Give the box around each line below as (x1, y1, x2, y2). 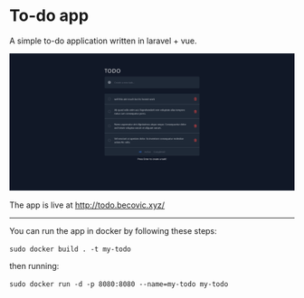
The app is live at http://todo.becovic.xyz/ (9, 200, 166, 210)
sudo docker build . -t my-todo (9, 245, 131, 254)
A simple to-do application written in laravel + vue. (9, 35, 197, 46)
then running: (9, 261, 60, 272)
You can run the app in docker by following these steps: (9, 226, 217, 237)
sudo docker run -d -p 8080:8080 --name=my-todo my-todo (9, 280, 229, 289)
